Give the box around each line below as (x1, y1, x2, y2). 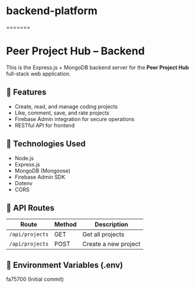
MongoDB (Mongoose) (14, 167, 71, 174)
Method (54, 220, 77, 228)
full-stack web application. (6, 70, 71, 77)
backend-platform (6, 4, 97, 18)
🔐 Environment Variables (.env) (6, 260, 123, 270)
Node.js (14, 155, 34, 162)
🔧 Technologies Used (6, 139, 86, 149)
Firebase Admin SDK (14, 173, 66, 181)
